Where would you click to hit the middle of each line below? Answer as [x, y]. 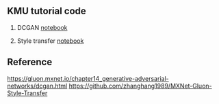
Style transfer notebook [50, 41]
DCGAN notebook [42, 27]
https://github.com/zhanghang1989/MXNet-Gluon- [140, 86]
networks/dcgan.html [37, 86]
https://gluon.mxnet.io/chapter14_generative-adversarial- [88, 78]
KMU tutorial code [47, 11]
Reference [30, 62]
